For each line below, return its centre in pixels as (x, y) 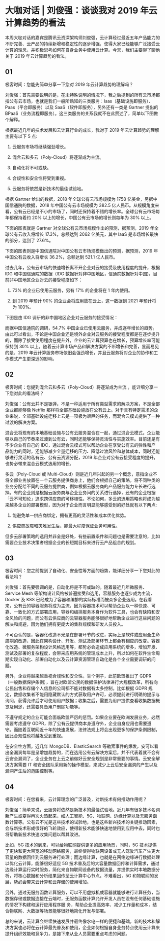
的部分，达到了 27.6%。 (29, 240)
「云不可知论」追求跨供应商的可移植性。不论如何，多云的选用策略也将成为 (80, 499)
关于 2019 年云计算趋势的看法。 (37, 56)
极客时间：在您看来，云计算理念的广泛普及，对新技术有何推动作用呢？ (76, 799)
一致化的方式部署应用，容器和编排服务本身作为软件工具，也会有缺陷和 (84, 612)
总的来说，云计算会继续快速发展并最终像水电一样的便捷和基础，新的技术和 (80, 921)
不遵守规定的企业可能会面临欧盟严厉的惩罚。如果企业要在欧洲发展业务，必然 (82, 717)
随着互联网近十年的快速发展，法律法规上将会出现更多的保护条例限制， (89, 730)
